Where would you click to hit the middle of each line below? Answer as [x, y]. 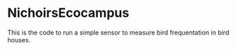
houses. [19, 39]
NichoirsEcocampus [68, 13]
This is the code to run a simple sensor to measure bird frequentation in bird [118, 32]
